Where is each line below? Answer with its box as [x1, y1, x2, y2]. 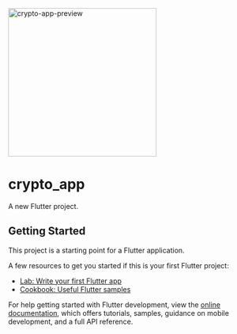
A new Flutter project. [8, 201, 79, 211]
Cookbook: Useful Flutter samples [19, 284, 131, 294]
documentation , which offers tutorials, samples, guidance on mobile [8, 308, 229, 317]
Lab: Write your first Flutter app [19, 276, 122, 286]
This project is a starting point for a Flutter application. [8, 245, 185, 255]
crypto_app [8, 176, 85, 193]
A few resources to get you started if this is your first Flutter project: [8, 260, 229, 270]
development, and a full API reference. [8, 317, 134, 326]
